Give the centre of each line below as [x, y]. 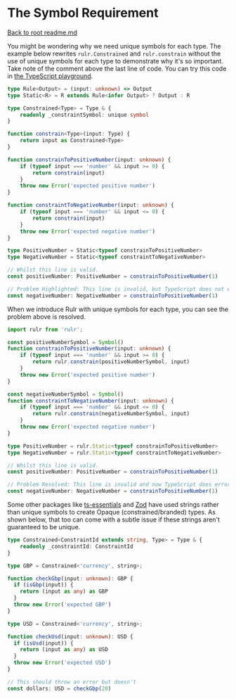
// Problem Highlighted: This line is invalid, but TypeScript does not [116, 289]
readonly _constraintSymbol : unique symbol [85, 115]
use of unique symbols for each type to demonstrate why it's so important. [115, 61]
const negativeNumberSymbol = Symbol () [66, 394]
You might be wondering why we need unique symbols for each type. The [114, 46]
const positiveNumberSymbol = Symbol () [66, 342]
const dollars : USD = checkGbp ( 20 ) [59, 688]
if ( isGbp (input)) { [44, 585]
